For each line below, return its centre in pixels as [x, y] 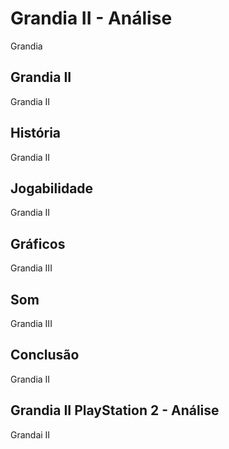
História [36, 133]
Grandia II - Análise [91, 18]
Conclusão [45, 355]
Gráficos [38, 243]
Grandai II [30, 434]
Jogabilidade [52, 188]
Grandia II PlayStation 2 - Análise [115, 410]
